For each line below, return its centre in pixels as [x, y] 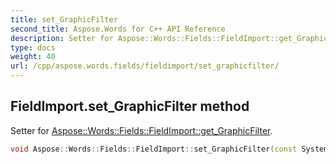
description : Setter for [62, 38]
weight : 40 [33, 57]
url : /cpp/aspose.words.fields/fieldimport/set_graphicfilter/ [145, 66]
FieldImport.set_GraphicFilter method [130, 106]
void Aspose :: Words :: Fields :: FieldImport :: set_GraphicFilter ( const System [169, 149]
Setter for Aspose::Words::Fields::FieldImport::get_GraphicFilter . [141, 130]
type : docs [33, 47]
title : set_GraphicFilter [64, 19]
